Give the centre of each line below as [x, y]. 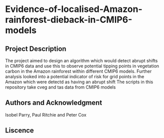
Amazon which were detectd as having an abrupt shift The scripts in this [79, 82]
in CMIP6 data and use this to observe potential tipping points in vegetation [82, 66]
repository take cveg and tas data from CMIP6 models [60, 87]
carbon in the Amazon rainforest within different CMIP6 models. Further [79, 71]
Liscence [20, 131]
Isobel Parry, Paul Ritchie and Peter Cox [46, 115]
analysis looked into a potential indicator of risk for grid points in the [75, 76]
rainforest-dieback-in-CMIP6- [69, 20]
